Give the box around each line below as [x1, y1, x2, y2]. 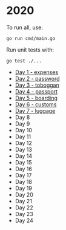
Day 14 [15, 152, 33, 160]
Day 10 [15, 126, 32, 134]
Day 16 [15, 165, 32, 172]
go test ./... [6, 58, 42, 64]
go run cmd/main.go [6, 35, 56, 41]
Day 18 [15, 178, 32, 185]
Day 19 [15, 184, 32, 192]
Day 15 [15, 158, 32, 166]
